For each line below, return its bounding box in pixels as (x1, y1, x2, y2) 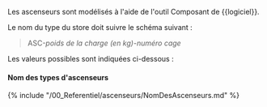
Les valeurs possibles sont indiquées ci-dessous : (7, 54, 175, 63)
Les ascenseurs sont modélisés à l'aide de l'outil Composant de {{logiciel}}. (7, 7, 260, 16)
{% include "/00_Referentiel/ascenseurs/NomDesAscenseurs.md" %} (7, 91, 240, 101)
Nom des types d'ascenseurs (7, 72, 109, 82)
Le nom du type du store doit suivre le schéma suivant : (7, 23, 193, 32)
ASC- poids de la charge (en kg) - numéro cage (27, 38, 181, 48)
